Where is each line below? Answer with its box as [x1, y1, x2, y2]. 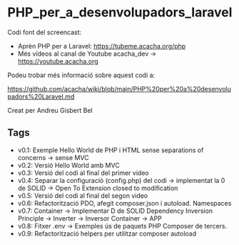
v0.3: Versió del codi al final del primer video [17, 169, 149, 177]
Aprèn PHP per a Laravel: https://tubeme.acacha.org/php [17, 41, 186, 50]
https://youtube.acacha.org [17, 56, 98, 65]
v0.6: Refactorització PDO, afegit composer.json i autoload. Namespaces [17, 199, 232, 207]
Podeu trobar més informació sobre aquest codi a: [7, 71, 156, 79]
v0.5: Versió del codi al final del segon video [17, 191, 148, 200]
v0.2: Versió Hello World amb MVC [17, 161, 120, 169]
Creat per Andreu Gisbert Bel [7, 106, 93, 114]
